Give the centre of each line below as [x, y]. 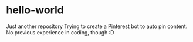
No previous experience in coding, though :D [60, 32]
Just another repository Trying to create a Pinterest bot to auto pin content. [97, 26]
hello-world [35, 10]
